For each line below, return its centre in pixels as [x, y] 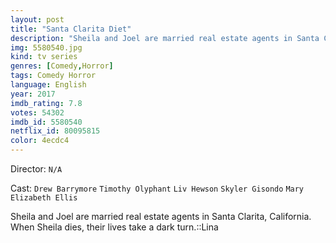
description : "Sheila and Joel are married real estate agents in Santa [165, 38]
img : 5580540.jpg [46, 47]
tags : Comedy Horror [53, 76]
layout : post [37, 19]
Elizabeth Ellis [44, 198]
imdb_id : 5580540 [46, 122]
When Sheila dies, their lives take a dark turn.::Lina [114, 227]
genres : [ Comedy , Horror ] [62, 66]
